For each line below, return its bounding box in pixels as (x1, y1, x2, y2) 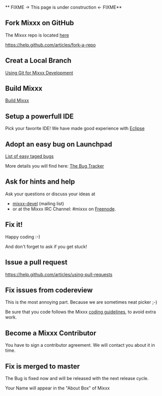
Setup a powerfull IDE (5, 112, 74, 120)
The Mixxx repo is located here (5, 32, 69, 38)
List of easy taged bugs (5, 153, 54, 160)
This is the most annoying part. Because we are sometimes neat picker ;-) (5, 299, 157, 305)
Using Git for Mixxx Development (5, 70, 73, 76)
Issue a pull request (5, 258, 67, 267)
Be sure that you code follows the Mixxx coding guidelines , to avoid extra (5, 309, 156, 315)
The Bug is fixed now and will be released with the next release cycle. (5, 375, 149, 381)
